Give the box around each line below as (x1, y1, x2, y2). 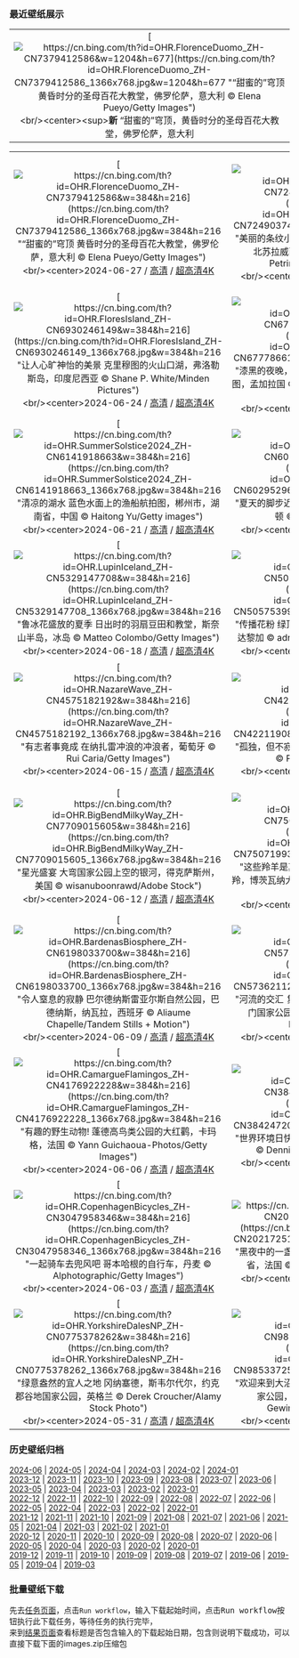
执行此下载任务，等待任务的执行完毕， (16, 1615, 158, 1626)
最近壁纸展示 (9, 7, 65, 20)
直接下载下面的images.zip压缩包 (9, 1638, 127, 1648)
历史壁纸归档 (9, 1444, 65, 1456)
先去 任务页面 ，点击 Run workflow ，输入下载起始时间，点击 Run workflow (9, 1605, 278, 1615)
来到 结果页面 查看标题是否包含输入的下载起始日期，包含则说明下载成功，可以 (9, 1627, 290, 1638)
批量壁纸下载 (9, 1582, 65, 1595)
